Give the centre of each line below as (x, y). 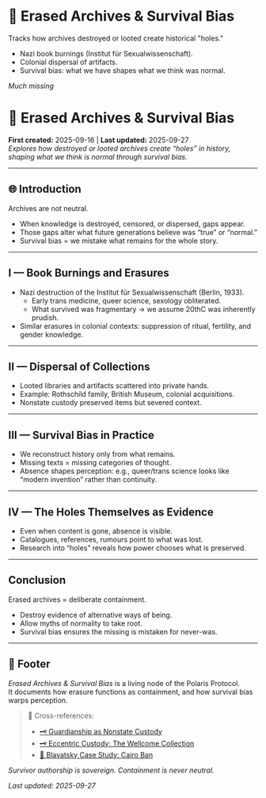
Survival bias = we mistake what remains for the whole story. (119, 241)
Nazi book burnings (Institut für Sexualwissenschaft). (106, 53)
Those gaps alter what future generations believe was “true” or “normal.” (139, 232)
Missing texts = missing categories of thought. (95, 463)
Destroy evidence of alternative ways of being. (96, 615)
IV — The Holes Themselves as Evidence (111, 512)
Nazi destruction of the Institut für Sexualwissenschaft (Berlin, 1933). (132, 292)
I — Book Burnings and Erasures (89, 273)
